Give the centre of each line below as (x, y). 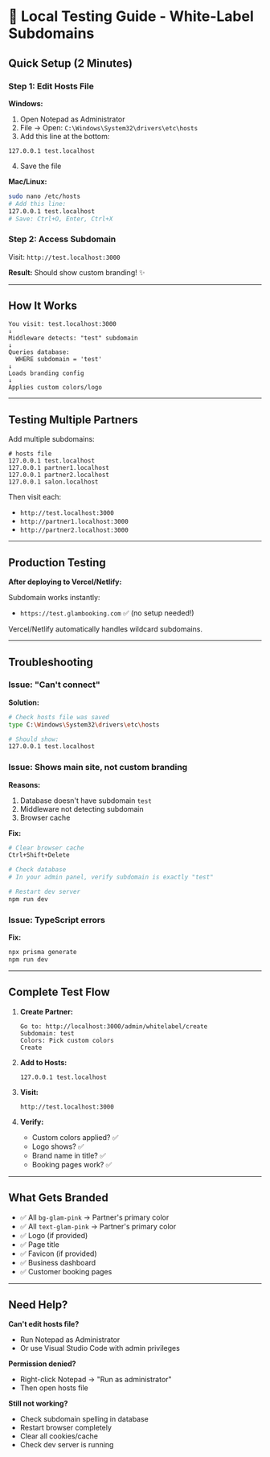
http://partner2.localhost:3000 (74, 530)
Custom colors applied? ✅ (75, 1137)
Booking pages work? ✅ (72, 1164)
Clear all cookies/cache (59, 1436)
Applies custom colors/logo (55, 388)
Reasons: (25, 784)
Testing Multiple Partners (73, 420)
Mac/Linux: (28, 181)
